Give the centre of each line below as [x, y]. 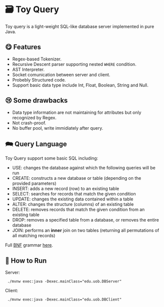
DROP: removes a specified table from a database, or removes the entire [85, 220]
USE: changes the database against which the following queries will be [84, 168]
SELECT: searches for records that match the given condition [74, 194]
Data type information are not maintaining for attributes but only [77, 112]
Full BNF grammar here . [29, 245]
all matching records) [34, 236]
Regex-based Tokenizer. [37, 59]
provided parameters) [34, 183]
